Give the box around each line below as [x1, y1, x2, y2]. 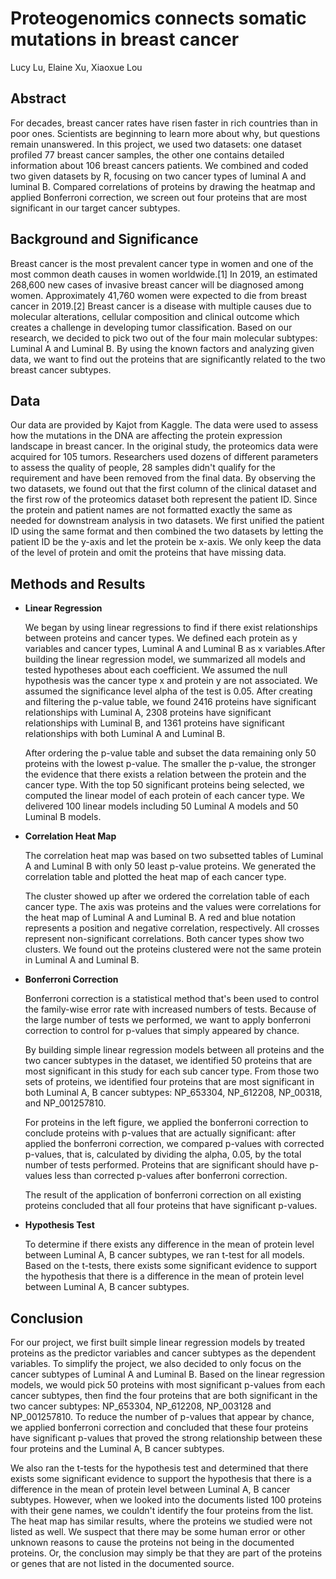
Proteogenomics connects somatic [10, 7, 307, 30]
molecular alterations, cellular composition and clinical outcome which [10, 310, 300, 322]
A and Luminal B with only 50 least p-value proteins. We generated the [24, 860, 317, 872]
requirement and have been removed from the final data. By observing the [10, 472, 316, 484]
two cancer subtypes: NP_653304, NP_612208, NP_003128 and [10, 1400, 272, 1412]
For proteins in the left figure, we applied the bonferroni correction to [24, 1117, 309, 1129]
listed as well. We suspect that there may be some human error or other [10, 1526, 306, 1537]
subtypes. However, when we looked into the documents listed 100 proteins [10, 1494, 322, 1506]
